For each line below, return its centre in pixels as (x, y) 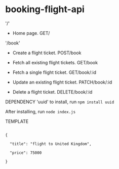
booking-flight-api (45, 9)
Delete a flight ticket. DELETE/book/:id (52, 92)
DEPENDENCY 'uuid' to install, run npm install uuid (60, 102)
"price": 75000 (26, 153)
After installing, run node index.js (41, 111)
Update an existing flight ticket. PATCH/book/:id (62, 82)
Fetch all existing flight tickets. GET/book (55, 62)
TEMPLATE (17, 121)
